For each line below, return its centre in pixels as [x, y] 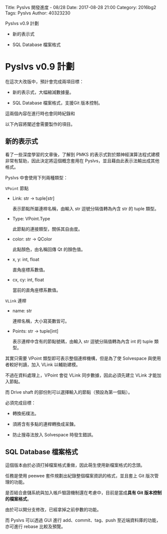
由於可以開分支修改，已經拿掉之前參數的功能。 [53, 509]
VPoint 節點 [17, 188]
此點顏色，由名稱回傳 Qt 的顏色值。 [49, 249]
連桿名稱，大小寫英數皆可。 [41, 321]
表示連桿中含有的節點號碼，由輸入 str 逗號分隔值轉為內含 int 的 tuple [83, 341]
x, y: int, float [26, 259]
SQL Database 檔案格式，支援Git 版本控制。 [58, 103]
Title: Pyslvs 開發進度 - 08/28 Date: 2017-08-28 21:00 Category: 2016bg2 [81, 7]
